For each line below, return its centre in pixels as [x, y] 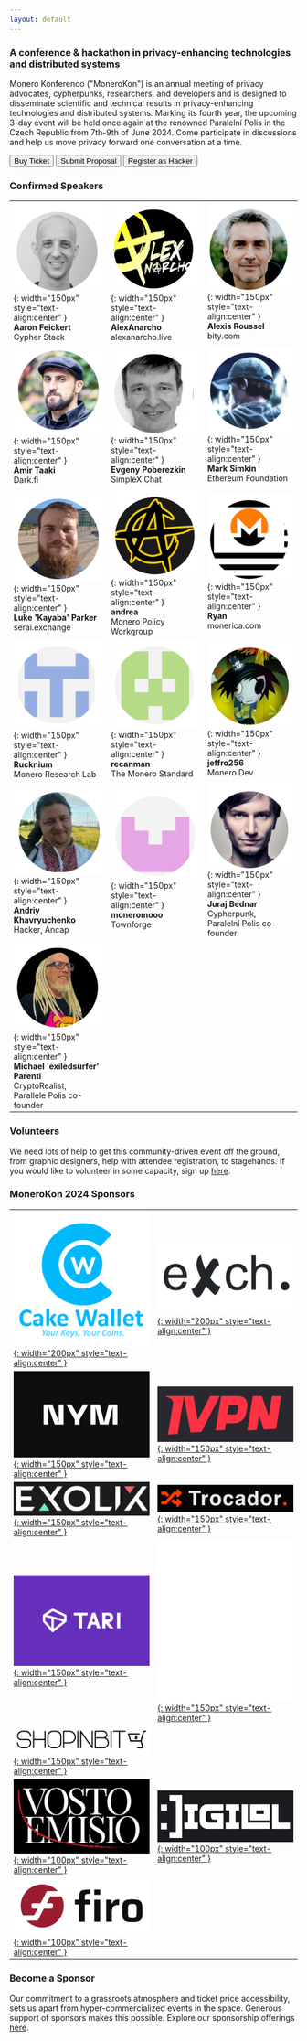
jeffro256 [226, 763]
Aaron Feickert [42, 327]
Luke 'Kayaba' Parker [55, 617]
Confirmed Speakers [57, 186]
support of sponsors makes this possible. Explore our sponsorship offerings [152, 2017]
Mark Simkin [232, 469]
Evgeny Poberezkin [148, 470]
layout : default [40, 19]
